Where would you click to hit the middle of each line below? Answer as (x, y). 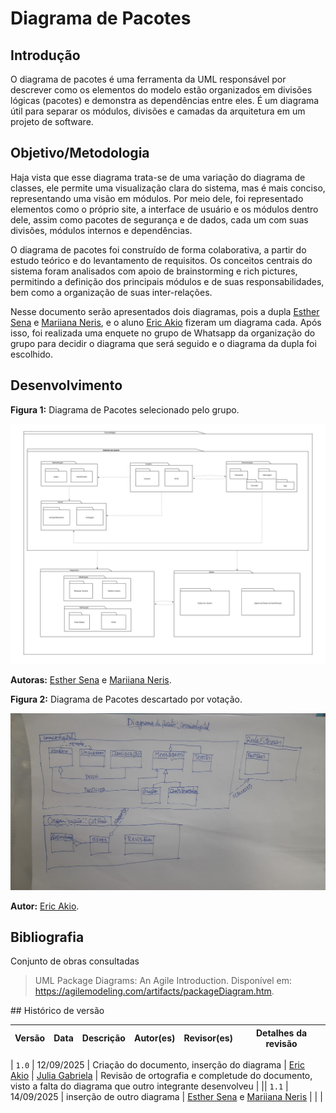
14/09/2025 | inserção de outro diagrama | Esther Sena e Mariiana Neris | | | (166, 1097)
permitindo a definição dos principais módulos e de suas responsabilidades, (167, 281)
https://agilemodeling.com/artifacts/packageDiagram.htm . (154, 991)
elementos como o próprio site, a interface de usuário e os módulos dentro (164, 209)
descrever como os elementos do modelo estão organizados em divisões (161, 90)
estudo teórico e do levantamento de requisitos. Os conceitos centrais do (161, 260)
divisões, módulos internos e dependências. (101, 230)
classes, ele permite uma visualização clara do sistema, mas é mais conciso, (168, 188)
